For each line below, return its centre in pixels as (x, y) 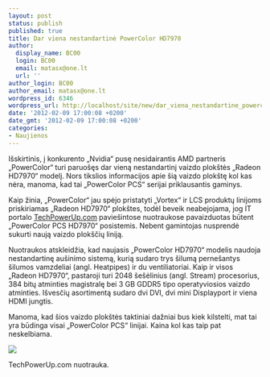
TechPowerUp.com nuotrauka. (59, 364)
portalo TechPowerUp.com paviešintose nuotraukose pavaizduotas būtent (131, 217)
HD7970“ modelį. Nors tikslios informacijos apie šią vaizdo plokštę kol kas (130, 176)
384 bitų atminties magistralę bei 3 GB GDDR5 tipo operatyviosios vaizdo (129, 284)
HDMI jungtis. (31, 301)
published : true (35, 31)
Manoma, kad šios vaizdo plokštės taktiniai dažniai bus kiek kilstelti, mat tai (133, 317)
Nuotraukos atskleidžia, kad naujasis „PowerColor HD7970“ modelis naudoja (135, 250)
